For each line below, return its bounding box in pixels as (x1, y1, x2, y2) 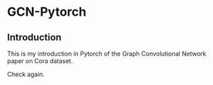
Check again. (7, 70, 45, 78)
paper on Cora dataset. (7, 57, 73, 65)
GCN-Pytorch (7, 4, 87, 20)
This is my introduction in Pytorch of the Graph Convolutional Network (7, 49, 207, 58)
